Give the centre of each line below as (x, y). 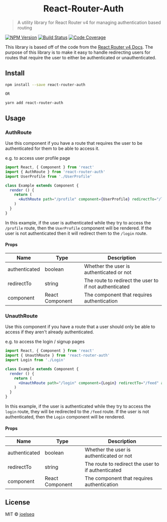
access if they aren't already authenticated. (50, 332)
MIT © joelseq (20, 514)
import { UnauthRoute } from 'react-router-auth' (58, 356)
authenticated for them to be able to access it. (52, 149)
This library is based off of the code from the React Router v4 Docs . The (79, 47)
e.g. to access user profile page (38, 158)
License (18, 502)
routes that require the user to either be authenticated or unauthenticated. (81, 57)
